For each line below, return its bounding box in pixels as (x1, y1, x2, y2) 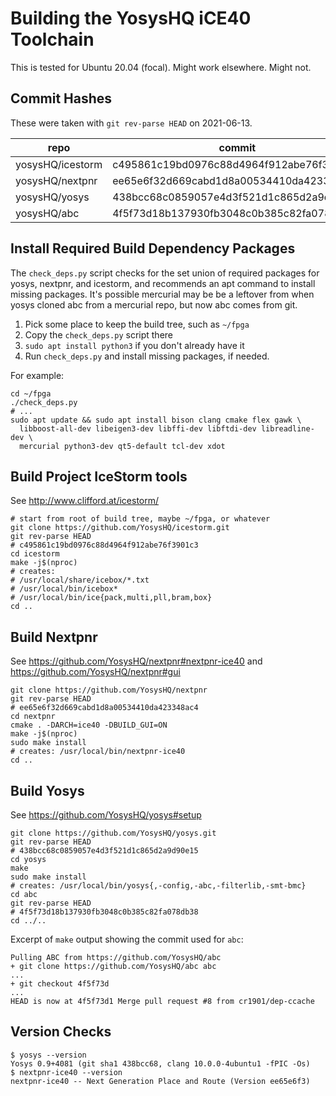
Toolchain (10, 28, 95, 51)
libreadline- (260, 423, 315, 434)
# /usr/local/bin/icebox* (10, 584, 118, 594)
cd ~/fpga (10, 388, 52, 399)
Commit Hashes (10, 90, 113, 107)
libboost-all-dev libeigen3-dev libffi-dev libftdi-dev (19, 423, 257, 434)
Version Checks (10, 1023, 112, 1041)
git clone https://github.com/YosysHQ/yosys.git (10, 828, 217, 838)
